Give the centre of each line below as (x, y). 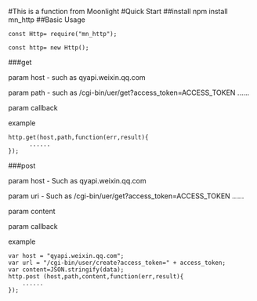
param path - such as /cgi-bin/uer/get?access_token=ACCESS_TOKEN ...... (129, 92)
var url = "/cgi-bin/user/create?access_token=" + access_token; (117, 263)
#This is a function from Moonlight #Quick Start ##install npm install (118, 11)
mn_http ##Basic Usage (47, 20)
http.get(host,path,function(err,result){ (78, 137)
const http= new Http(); (49, 48)
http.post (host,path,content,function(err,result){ (96, 277)
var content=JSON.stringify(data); (66, 270)
